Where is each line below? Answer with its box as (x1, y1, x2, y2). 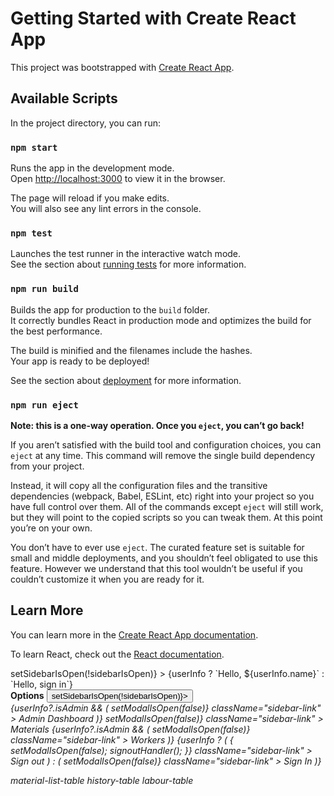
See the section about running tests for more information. (10, 258, 247, 271)
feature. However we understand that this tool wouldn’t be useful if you (10, 562, 303, 574)
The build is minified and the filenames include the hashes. (10, 344, 253, 356)
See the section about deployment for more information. (10, 374, 242, 386)
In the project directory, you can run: (10, 117, 161, 129)
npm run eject (10, 399, 79, 411)
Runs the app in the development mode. (10, 162, 175, 174)
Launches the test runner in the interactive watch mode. (10, 248, 242, 260)
